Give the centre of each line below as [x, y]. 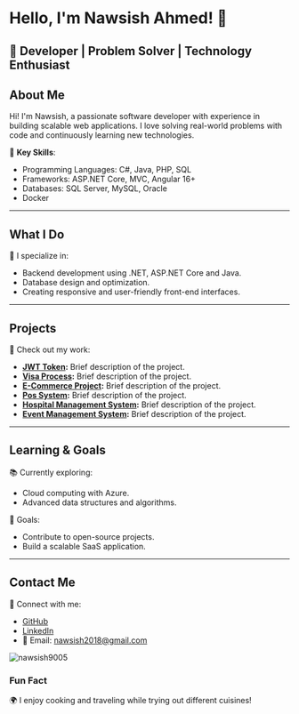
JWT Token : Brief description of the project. [103, 367]
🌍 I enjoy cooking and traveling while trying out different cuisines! [130, 700]
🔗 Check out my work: [50, 349]
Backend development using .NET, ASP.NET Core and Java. [132, 273]
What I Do [37, 234]
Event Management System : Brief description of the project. [134, 414]
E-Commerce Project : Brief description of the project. [121, 386]
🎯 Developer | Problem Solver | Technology [130, 51]
